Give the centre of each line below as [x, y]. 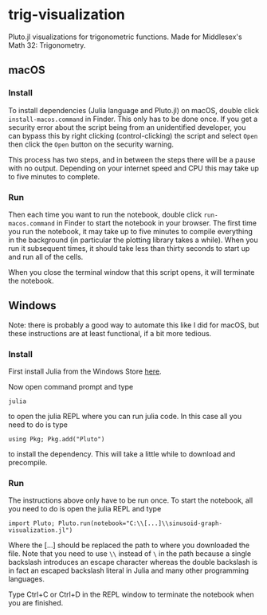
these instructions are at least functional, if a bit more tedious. [110, 333]
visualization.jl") [41, 531]
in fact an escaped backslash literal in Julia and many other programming [129, 570]
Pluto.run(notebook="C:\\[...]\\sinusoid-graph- [141, 523]
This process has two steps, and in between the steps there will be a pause [132, 159]
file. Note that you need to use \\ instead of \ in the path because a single [130, 554]
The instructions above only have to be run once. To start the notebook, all [131, 500]
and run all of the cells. [46, 257]
